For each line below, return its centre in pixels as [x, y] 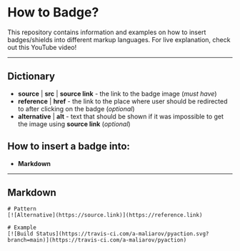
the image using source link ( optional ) [74, 124]
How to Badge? [53, 12]
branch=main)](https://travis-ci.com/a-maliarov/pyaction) [97, 240]
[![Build [20, 234]
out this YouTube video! [42, 47]
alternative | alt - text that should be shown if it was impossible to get [120, 116]
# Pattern [22, 209]
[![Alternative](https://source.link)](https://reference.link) [105, 215]
